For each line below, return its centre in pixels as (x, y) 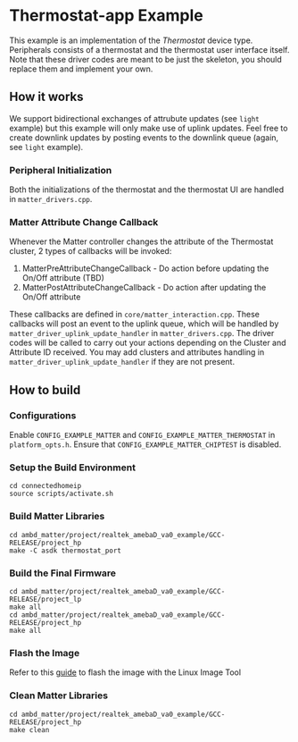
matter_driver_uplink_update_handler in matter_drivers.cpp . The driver (142, 333)
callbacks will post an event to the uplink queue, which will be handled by (144, 324)
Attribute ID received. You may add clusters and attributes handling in (137, 352)
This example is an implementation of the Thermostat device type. (131, 40)
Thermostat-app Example (106, 16)
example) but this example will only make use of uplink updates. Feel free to (149, 128)
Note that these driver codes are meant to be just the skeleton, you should (146, 59)
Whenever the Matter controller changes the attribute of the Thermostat (141, 241)
